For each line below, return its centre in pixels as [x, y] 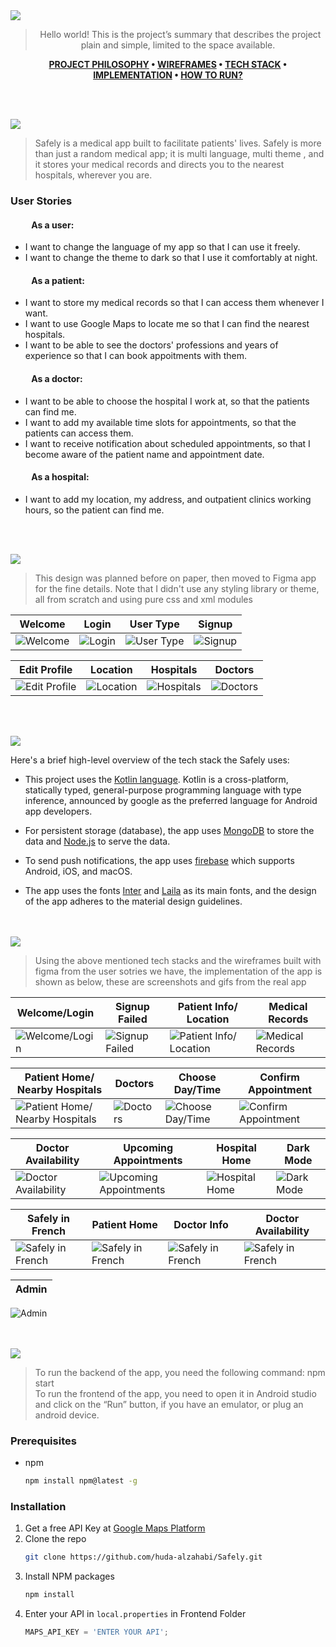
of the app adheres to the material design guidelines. [133, 901]
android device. [67, 1415]
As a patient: [58, 280]
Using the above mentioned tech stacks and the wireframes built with [178, 960]
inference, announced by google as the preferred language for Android [171, 800]
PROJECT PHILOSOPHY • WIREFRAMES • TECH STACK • [168, 64]
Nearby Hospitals [59, 1089]
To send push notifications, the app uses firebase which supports [159, 860]
